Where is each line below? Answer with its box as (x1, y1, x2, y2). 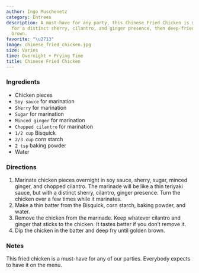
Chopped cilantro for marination (14, 123, 94, 130)
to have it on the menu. (6, 262, 62, 269)
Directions (6, 163, 37, 171)
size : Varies (6, 47, 38, 53)
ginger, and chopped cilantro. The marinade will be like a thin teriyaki (14, 183, 184, 190)
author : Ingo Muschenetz (6, 8, 68, 15)
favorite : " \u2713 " (6, 36, 54, 42)
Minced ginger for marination (14, 116, 85, 123)
